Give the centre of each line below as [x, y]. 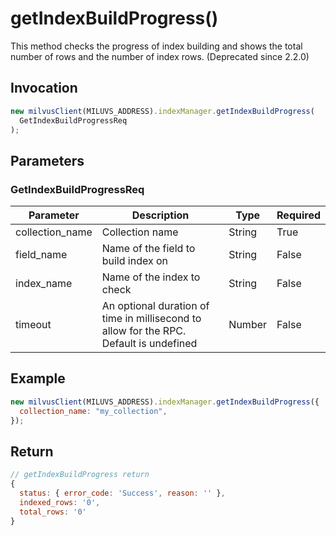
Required [298, 215]
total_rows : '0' [53, 512]
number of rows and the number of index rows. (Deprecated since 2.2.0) [160, 56]
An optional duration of [155, 306]
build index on [135, 261]
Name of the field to [148, 249]
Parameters [47, 160]
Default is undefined [149, 344]
